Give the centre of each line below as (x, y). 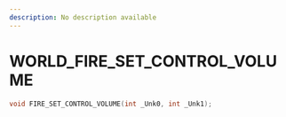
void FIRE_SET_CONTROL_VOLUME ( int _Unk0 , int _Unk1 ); (111, 104)
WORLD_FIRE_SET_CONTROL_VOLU (143, 61)
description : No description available (83, 17)
